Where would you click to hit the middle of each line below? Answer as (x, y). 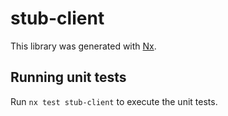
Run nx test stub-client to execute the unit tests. (114, 101)
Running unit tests (68, 77)
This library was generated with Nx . (83, 46)
